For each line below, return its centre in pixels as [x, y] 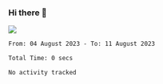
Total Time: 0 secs [41, 59]
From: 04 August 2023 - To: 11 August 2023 [82, 44]
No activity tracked [43, 73]
